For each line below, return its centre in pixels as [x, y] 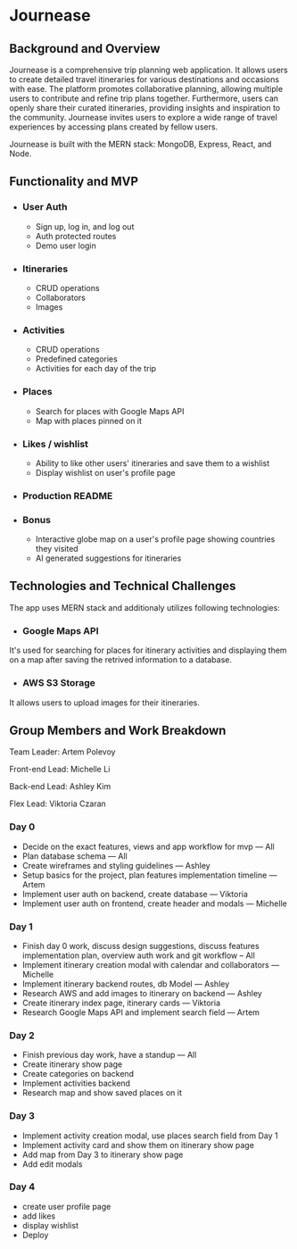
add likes [39, 1216]
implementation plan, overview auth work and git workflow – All [139, 955]
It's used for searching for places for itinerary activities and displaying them [148, 650]
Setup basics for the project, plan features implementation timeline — [149, 875]
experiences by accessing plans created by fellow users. [114, 127]
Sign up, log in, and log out [85, 226]
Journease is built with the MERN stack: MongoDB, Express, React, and [140, 144]
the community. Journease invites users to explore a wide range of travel [144, 117]
